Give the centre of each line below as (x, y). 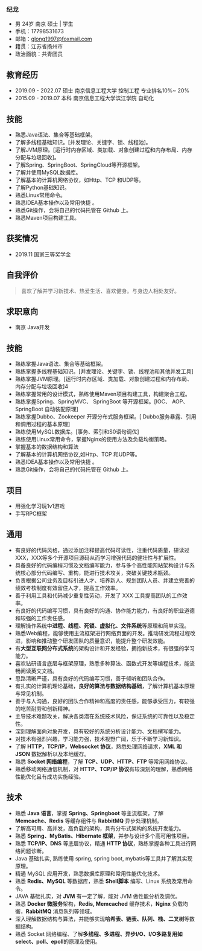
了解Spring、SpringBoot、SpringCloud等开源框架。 (79, 165)
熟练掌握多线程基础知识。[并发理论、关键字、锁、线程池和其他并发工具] (104, 371)
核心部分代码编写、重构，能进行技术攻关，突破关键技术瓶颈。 (97, 572)
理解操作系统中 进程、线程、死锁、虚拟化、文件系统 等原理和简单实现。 (102, 626)
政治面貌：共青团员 (39, 54)
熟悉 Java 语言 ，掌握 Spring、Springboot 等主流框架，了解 (89, 813)
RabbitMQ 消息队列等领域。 (60, 911)
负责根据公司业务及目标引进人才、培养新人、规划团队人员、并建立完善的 (105, 580)
